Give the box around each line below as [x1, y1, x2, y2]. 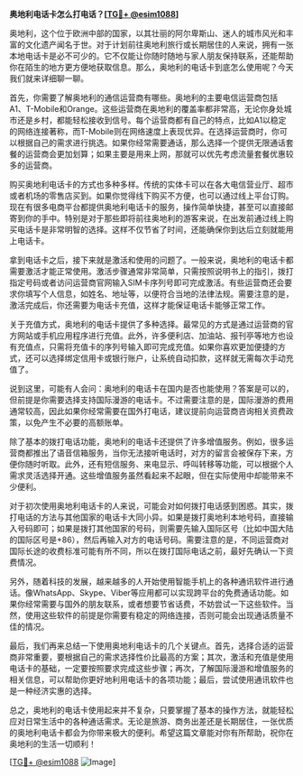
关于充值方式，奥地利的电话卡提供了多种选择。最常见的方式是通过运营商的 [9, 319, 286, 329]
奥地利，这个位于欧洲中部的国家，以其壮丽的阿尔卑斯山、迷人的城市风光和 [9, 28, 286, 39]
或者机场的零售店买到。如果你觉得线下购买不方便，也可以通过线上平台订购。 [9, 190, 294, 201]
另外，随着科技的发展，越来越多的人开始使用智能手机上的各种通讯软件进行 [9, 577, 286, 587]
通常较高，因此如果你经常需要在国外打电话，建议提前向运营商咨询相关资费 [9, 406, 286, 416]
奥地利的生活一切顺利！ [9, 739, 96, 749]
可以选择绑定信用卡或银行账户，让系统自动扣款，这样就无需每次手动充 [32, 353, 294, 364]
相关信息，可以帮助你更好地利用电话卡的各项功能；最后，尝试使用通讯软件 [9, 674, 286, 685]
